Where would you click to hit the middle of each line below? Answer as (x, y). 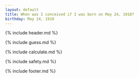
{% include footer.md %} (31, 71)
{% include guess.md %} (31, 42)
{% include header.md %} (32, 33)
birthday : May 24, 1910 (30, 19)
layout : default (22, 10)
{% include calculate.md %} (34, 52)
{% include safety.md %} (31, 62)
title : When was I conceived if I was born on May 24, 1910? (70, 14)
